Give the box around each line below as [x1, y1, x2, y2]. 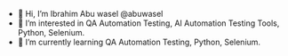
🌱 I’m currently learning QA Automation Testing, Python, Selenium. [17, 36, 260, 47]
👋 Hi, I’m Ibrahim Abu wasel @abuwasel [17, 9, 164, 19]
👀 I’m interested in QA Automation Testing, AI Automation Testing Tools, [17, 18, 280, 28]
